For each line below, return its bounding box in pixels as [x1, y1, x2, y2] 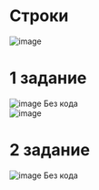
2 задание [9, 140, 91, 161]
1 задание [9, 68, 87, 89]
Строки [9, 5, 69, 26]
